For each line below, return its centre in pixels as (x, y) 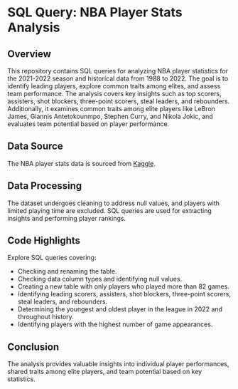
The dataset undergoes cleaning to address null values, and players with (114, 203)
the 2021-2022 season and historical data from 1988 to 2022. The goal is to (118, 78)
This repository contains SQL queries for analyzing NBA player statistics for (118, 71)
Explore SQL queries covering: (52, 258)
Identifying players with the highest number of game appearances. (115, 324)
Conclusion (33, 347)
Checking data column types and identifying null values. (100, 279)
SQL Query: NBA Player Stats (95, 12)
